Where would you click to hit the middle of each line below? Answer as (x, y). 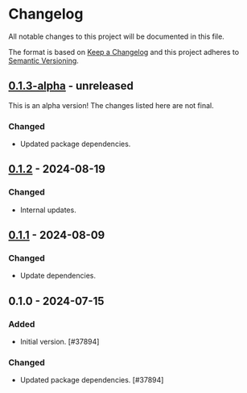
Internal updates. (48, 210)
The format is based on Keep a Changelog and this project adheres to (124, 52)
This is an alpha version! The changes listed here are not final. (111, 105)
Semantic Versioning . (43, 61)
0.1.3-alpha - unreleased (71, 86)
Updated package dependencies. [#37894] (92, 380)
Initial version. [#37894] (60, 342)
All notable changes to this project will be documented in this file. (117, 36)
